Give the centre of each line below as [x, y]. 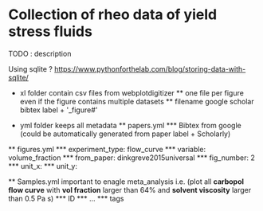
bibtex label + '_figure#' [59, 110]
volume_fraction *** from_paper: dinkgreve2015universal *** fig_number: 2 [131, 158]
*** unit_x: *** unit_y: [43, 166]
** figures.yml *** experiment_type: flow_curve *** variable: [107, 149]
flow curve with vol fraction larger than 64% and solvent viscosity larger [130, 190]
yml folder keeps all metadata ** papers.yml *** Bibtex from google [130, 125]
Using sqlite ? [31, 68]
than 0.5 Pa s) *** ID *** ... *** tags [66, 198]
